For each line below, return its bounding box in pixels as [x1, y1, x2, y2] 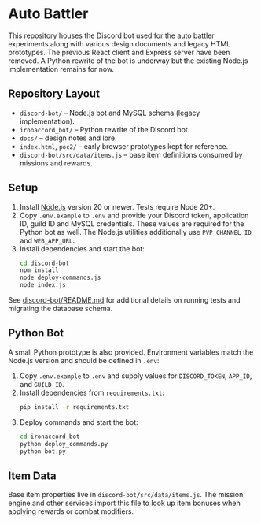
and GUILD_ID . [19, 379, 64, 388]
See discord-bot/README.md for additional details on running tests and [8, 295, 241, 305]
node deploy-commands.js [19, 273, 101, 282]
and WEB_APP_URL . [19, 236, 75, 245]
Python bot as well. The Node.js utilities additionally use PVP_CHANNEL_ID [19, 227, 252, 236]
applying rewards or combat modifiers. [8, 507, 134, 516]
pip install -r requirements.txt [19, 403, 130, 411]
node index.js [19, 281, 66, 289]
